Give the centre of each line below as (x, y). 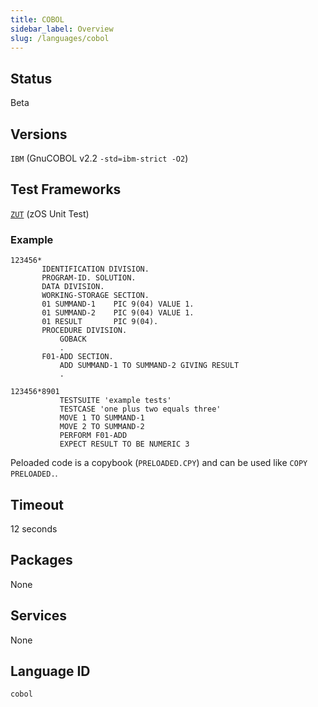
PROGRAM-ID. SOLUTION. (89, 278)
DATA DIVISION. (73, 287)
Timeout (37, 504)
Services (39, 616)
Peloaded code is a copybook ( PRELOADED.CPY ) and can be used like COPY (159, 463)
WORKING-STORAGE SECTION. (95, 296)
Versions (39, 134)
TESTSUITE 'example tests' (115, 401)
